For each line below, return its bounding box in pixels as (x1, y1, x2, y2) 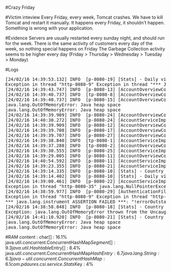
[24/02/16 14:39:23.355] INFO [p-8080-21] (5, 163, 116, 169)
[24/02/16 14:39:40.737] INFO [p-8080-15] (5, 97, 116, 103)
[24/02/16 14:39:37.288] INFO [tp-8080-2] (5, 143, 116, 149)
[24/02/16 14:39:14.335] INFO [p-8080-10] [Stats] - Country (5, 168, 164, 174)
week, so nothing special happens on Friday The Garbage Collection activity (5, 46, 165, 52)
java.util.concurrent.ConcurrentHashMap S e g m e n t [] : (5, 239, 116, 245)
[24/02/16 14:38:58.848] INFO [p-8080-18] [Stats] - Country (5, 204, 164, 210)
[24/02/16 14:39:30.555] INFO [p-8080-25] (5, 148, 116, 154)
